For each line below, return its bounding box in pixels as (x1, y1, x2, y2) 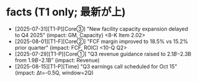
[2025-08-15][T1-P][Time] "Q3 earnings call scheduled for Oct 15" (14, 63, 177, 70)
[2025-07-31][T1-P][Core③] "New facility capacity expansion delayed (14, 25, 188, 32)
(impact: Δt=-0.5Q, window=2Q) (14, 69, 94, 76)
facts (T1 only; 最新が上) (6, 5, 126, 19)
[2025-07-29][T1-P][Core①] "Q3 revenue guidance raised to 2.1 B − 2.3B (14, 50, 192, 57)
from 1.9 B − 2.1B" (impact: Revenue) (14, 57, 100, 64)
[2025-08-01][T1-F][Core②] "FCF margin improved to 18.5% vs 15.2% (14, 38, 189, 45)
